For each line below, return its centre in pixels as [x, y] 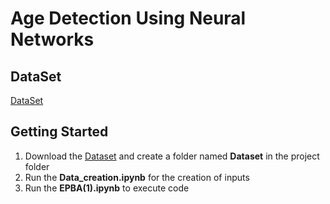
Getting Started [59, 132]
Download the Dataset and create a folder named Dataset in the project [172, 156]
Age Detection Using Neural [128, 18]
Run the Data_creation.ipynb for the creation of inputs [137, 177]
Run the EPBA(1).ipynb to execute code [107, 188]
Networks [52, 39]
